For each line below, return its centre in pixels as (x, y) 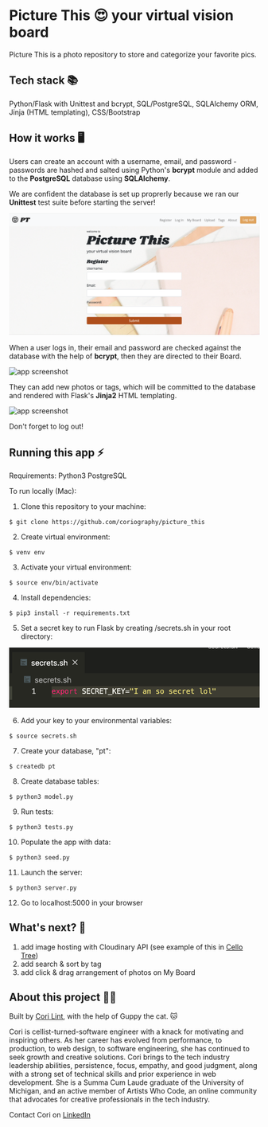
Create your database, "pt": (66, 750)
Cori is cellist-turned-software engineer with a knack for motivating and (126, 1032)
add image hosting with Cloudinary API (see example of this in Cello (132, 947)
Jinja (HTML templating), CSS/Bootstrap (75, 112)
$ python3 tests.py (41, 827)
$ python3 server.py (43, 888)
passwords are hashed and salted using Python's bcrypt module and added (134, 170)
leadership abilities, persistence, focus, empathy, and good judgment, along (133, 1066)
